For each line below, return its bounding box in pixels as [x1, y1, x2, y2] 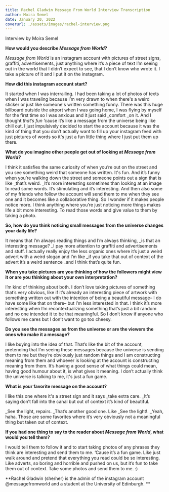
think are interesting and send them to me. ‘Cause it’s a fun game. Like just [5, 449, 161, 456]
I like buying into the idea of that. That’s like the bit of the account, [5, 341, 143, 347]
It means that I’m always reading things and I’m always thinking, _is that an [5, 237, 160, 243]
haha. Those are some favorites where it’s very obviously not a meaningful [5, 414, 160, 420]
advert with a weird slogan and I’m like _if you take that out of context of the [5, 254, 163, 260]
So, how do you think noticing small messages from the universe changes [5, 222, 163, 228]
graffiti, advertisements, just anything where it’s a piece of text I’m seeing [5, 60, 158, 66]
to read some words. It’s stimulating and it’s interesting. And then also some [5, 186, 163, 192]
